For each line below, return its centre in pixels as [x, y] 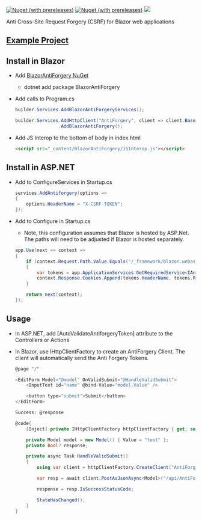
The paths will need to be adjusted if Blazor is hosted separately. [104, 239]
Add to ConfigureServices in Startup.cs [63, 182]
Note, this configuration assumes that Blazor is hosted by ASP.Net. [106, 233]
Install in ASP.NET [41, 167]
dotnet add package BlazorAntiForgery [72, 87]
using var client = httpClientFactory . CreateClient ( [104, 468]
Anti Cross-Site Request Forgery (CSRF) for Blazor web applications [90, 22]
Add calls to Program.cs [45, 99]
